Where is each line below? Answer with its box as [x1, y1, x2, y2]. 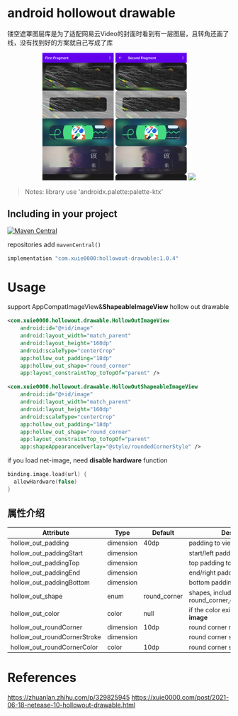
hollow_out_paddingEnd [10, 568, 80, 577]
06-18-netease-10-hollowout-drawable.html [7, 701, 136, 709]
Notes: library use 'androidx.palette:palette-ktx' [24, 187, 164, 196]
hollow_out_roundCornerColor [10, 643, 98, 651]
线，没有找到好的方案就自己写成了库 [7, 38, 113, 47]
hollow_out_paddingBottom [10, 578, 90, 587]
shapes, [188, 588, 212, 597]
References [7, 670, 76, 686]
